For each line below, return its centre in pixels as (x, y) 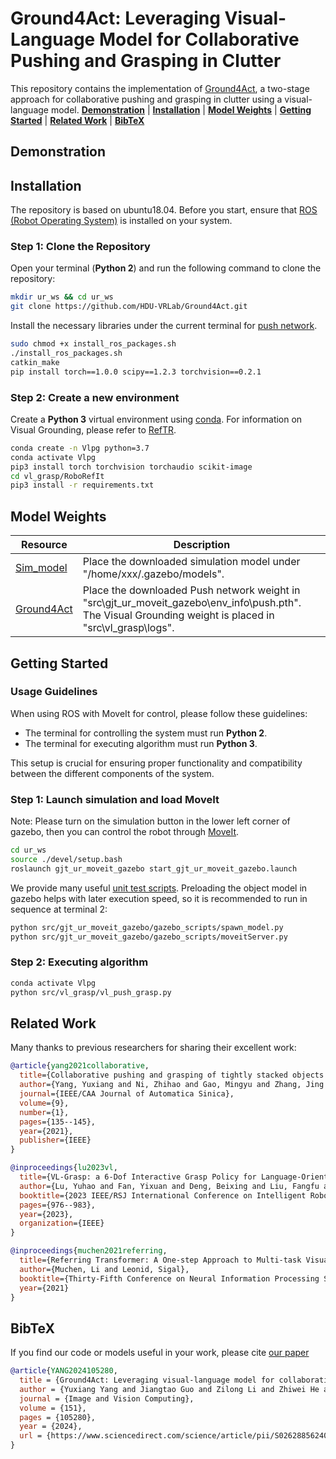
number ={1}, (44, 1112)
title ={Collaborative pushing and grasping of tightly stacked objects (172, 1075)
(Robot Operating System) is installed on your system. (121, 221)
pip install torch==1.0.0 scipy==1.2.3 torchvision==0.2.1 (136, 372)
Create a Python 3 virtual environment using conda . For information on (156, 419)
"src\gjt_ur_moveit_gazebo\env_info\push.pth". (192, 603)
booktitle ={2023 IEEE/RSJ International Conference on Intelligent (163, 1195)
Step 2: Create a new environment (95, 397)
